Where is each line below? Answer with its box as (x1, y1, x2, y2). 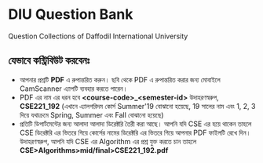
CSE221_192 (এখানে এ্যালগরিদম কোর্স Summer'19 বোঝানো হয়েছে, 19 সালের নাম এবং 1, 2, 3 (19, 101, 256, 110)
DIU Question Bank (8, 5, 133, 24)
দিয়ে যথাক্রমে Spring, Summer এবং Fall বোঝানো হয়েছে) (19, 110, 164, 119)
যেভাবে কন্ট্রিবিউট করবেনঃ (8, 54, 90, 67)
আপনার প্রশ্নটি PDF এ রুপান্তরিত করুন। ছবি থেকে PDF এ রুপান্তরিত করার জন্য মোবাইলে (19, 74, 221, 84)
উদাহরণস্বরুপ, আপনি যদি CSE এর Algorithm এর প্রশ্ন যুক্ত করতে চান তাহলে (19, 136, 197, 146)
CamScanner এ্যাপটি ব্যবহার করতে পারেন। (19, 84, 128, 93)
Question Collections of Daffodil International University (8, 31, 188, 41)
